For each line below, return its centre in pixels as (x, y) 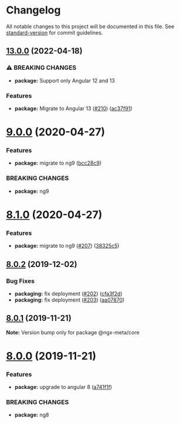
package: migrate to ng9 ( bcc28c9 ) (58, 163)
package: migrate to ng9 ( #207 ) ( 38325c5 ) (67, 246)
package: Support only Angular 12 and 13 (65, 80)
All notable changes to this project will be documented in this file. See (90, 26)
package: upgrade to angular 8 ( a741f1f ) (63, 387)
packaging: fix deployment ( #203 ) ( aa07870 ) (69, 300)
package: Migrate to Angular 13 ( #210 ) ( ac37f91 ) (74, 108)
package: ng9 (32, 191)
